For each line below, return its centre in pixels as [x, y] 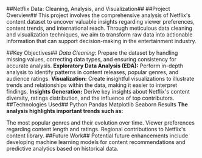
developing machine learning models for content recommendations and [96, 142]
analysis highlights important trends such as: [65, 111]
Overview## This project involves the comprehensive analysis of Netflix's [98, 15]
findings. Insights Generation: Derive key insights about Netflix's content [98, 91]
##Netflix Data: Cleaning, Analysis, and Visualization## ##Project [88, 9]
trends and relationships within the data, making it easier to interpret [92, 85]
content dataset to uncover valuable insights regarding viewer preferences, [100, 22]
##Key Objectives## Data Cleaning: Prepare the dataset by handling [92, 53]
